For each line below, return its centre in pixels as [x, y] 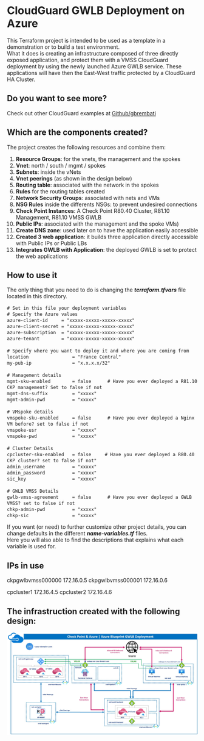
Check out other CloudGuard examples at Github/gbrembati [82, 113]
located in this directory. [37, 296]
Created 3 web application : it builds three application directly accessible [107, 237]
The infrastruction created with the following [93, 611]
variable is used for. [32, 546]
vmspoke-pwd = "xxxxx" [52, 437]
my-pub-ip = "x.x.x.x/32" [59, 363]
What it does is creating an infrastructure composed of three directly [93, 53]
